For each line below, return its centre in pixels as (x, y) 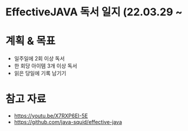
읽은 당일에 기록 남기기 (40, 73)
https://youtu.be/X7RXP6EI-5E (51, 116)
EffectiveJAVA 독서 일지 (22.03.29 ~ (94, 12)
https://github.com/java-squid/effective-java (68, 122)
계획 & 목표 (31, 41)
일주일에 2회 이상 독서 (39, 59)
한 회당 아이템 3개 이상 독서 (45, 66)
